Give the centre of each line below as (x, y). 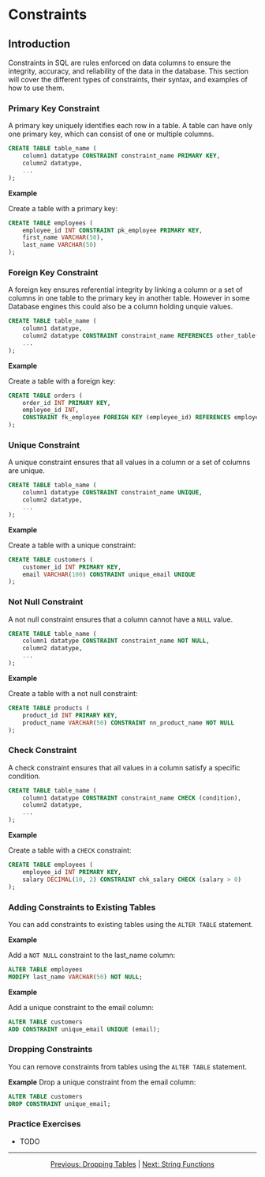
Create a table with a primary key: (63, 208)
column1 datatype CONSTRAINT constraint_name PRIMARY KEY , (121, 156)
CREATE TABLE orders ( (45, 395)
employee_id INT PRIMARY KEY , (72, 872)
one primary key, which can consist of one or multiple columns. (111, 134)
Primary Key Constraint (54, 108)
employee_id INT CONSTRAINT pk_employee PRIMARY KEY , (112, 230)
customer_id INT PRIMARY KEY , (72, 567)
